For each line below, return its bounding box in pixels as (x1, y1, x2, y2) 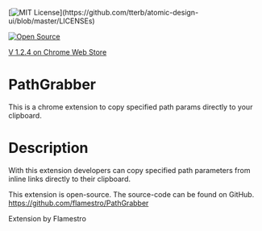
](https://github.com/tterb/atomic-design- (59, 8, 199, 17)
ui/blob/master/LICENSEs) (8, 16, 95, 26)
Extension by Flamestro (8, 213, 87, 223)
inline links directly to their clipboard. (8, 174, 131, 184)
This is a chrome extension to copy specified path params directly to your (8, 101, 253, 112)
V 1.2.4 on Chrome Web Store (8, 47, 107, 56)
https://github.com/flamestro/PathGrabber (8, 198, 149, 208)
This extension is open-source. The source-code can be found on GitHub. (8, 189, 255, 199)
